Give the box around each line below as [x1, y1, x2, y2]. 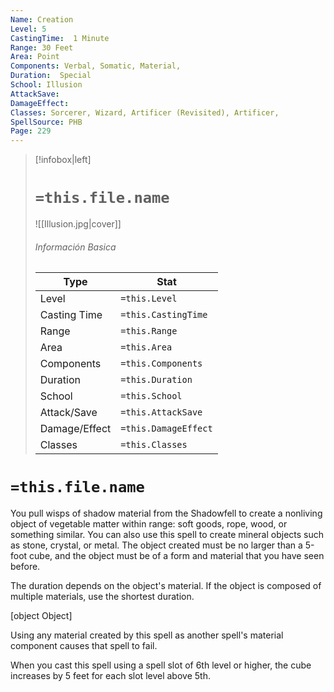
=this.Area [120, 342, 173, 353]
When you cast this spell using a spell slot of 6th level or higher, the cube [10, 659, 312, 671]
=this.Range [120, 326, 178, 337]
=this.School [120, 391, 183, 402]
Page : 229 [10, 126, 52, 136]
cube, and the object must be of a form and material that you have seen [29, 550, 325, 562]
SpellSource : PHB [10, 117, 83, 127]
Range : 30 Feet [10, 42, 74, 53]
